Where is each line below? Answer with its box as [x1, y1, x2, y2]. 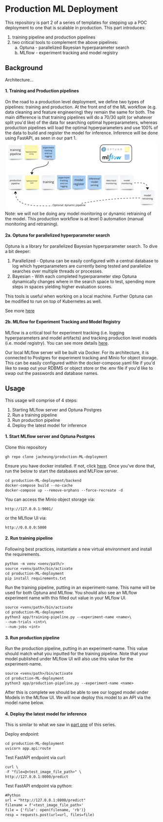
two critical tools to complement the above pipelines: [12, 39, 118, 45]
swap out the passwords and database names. [5, 370, 99, 376]
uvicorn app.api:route [5, 746, 51, 751]
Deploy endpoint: [5, 731, 40, 737]
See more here [5, 308, 35, 313]
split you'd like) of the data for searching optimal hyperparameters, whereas [5, 119, 158, 125]
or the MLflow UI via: [5, 515, 47, 521]
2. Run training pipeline [5, 535, 53, 541]
